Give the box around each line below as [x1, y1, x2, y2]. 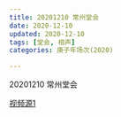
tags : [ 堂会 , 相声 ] [9, 37, 76, 47]
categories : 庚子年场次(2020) [9, 46, 114, 55]
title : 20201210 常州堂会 [9, 12, 100, 22]
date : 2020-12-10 [9, 21, 73, 30]
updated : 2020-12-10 [9, 29, 86, 38]
